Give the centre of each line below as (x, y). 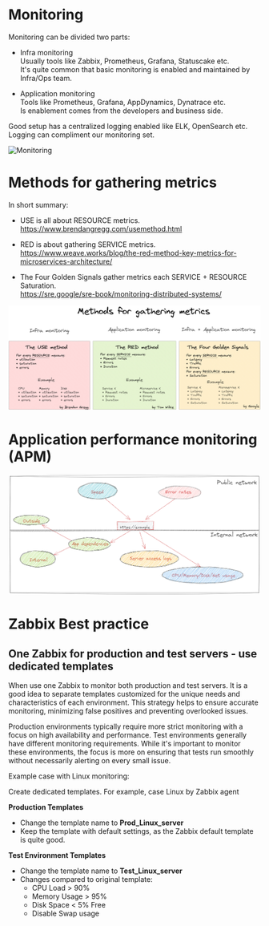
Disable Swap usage (66, 913)
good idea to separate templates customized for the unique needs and (124, 693)
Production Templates (46, 807)
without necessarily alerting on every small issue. (90, 760)
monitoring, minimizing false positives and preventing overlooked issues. (128, 710)
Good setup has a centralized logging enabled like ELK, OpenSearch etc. (128, 126)
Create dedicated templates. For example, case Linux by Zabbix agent (124, 791)
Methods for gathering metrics (113, 183)
